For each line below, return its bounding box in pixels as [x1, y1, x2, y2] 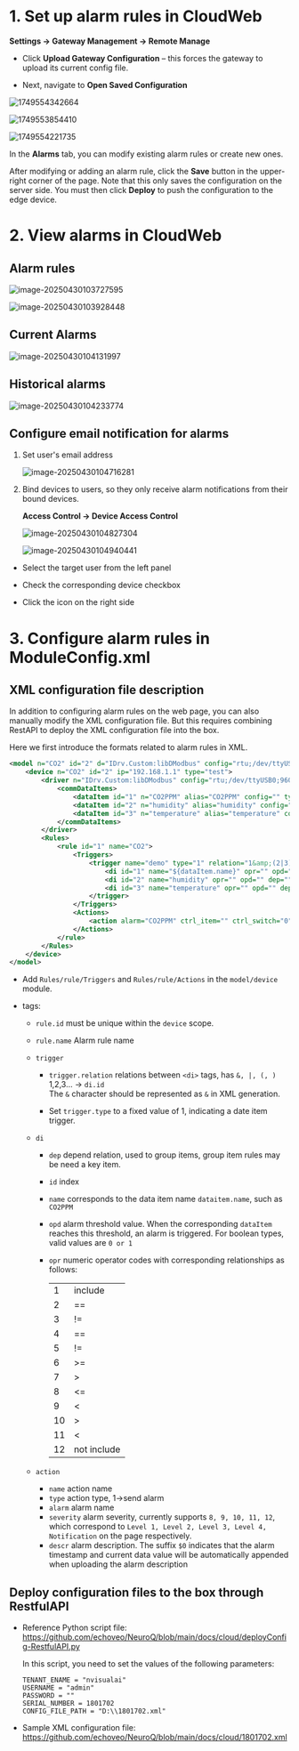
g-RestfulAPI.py [21, 1642, 80, 1652]
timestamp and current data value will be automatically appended [48, 1550, 289, 1561]
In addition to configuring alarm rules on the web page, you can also [9, 706, 260, 717]
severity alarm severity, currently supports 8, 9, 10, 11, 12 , [48, 1512, 276, 1522]
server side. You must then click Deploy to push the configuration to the [9, 184, 274, 195]
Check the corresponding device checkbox [21, 580, 181, 591]
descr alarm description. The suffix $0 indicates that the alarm [48, 1540, 275, 1551]
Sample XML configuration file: [21, 1723, 136, 1733]
